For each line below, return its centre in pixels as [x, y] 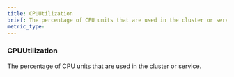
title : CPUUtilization [40, 14]
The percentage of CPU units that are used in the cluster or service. [104, 66]
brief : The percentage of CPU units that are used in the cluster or [110, 20]
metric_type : [26, 26]
